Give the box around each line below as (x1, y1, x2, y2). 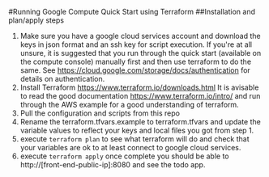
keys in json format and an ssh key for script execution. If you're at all (19, 40, 253, 49)
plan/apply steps (8, 15, 65, 25)
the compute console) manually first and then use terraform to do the (19, 57, 252, 66)
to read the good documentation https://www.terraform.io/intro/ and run (19, 91, 261, 100)
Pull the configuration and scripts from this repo (19, 108, 181, 118)
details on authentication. (19, 74, 105, 83)
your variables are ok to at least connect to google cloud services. (19, 143, 241, 152)
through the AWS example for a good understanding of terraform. (19, 100, 239, 109)
